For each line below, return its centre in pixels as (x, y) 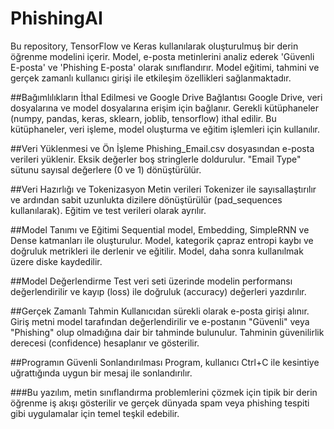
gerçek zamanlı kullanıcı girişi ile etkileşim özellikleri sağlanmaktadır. (151, 78)
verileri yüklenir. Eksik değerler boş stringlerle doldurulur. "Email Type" (156, 159)
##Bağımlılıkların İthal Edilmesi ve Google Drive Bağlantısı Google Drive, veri (166, 97)
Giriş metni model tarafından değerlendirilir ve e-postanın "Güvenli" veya (160, 321)
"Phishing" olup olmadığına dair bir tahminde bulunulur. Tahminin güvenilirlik (167, 332)
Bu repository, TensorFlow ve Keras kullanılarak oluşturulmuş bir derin (154, 46)
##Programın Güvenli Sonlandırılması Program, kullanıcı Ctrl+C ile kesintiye (165, 362)
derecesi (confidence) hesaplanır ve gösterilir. (105, 343)
